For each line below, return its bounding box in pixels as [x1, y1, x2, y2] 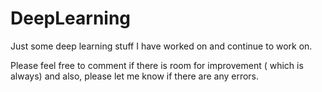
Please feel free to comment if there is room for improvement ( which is [10, 59, 304, 71]
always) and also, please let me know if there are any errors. [10, 70, 260, 82]
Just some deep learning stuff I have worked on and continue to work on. [10, 40, 313, 52]
